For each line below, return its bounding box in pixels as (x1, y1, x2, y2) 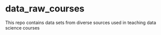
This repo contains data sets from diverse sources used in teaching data (5, 19, 156, 25)
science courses (5, 24, 40, 30)
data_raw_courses (5, 3, 85, 14)
